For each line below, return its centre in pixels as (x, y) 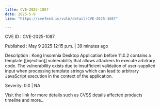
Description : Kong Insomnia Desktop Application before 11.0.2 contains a (78, 55)
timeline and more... (25, 100)
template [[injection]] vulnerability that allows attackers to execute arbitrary (80, 61)
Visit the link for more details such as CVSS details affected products (74, 95)
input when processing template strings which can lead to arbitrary (72, 71)
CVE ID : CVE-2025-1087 (30, 36)
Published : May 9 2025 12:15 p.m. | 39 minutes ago (56, 46)
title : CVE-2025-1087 (27, 9)
